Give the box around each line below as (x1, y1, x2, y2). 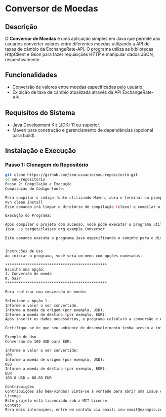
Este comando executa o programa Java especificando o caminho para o (5, 236, 154, 241)
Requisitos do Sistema (5, 109, 76, 117)
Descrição (5, 23, 38, 31)
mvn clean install (5, 200, 43, 205)
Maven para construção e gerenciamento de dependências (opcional (12, 127, 153, 133)
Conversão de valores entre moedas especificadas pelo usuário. (12, 84, 144, 90)
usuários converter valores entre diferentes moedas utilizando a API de (5, 41, 150, 47)
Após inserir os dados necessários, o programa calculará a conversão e (5, 316, 158, 322)
